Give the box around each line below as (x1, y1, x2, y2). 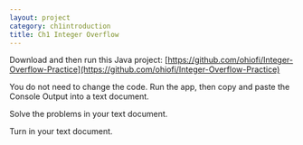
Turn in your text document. (9, 126, 113, 137)
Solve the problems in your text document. (9, 109, 168, 120)
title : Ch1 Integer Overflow (9, 30, 119, 39)
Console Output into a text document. (9, 91, 149, 102)
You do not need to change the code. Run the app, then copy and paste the (9, 82, 290, 93)
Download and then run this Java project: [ (9, 55, 168, 66)
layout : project (9, 13, 71, 23)
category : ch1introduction (9, 22, 111, 31)
